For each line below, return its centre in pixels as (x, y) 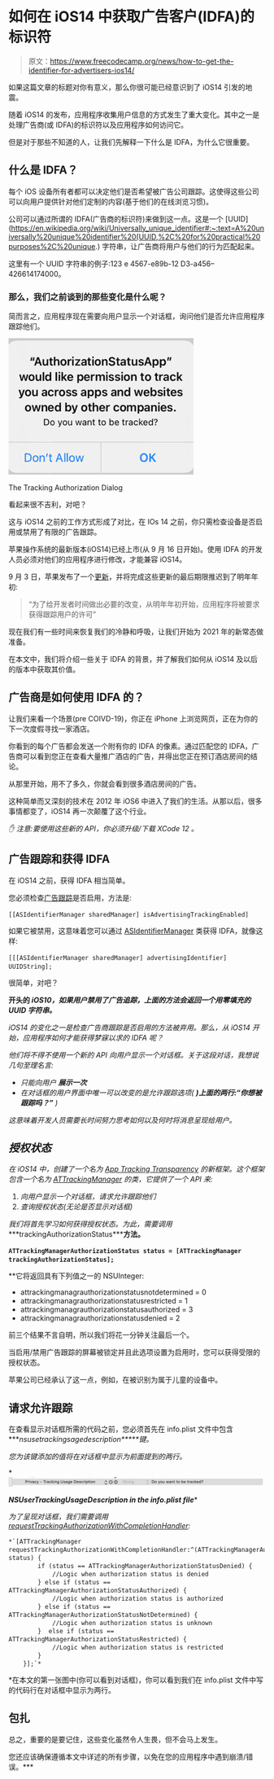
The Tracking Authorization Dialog (66, 488)
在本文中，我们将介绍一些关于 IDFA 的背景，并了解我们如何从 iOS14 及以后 (133, 659)
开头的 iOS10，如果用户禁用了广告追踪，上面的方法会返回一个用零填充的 (130, 1000)
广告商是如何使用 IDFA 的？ (76, 697)
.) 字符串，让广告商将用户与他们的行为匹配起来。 (176, 246)
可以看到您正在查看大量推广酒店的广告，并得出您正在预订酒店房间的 (136, 756)
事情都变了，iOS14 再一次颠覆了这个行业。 (80, 811)
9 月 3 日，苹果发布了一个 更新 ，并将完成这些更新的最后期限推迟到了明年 (130, 577)
